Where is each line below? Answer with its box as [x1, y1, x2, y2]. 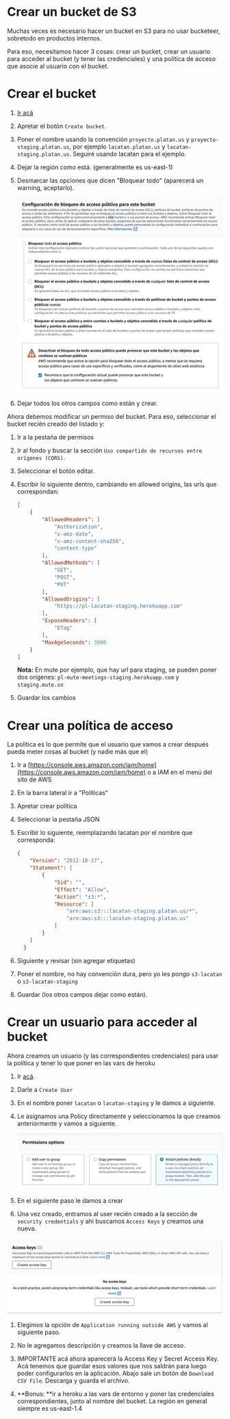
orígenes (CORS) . [16, 454, 66, 462]
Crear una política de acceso [7, 718, 173, 733]
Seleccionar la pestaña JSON [16, 815, 100, 823]
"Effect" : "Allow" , [53, 886, 110, 893]
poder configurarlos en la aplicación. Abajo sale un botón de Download [16, 1369, 214, 1378]
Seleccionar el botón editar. [16, 467, 95, 475]
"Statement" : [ [29, 864, 73, 871]
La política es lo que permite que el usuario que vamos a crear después [7, 740, 209, 749]
